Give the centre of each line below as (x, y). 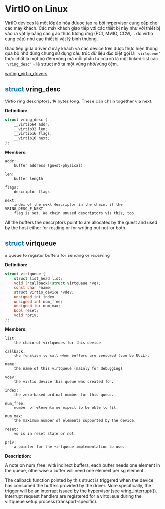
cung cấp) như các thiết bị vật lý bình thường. (52, 39)
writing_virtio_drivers (26, 73)
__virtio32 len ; (31, 129)
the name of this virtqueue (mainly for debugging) (68, 369)
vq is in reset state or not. (45, 434)
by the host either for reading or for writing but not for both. (66, 228)
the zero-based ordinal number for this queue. (64, 395)
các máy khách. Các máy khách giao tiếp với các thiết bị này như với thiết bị (82, 28)
